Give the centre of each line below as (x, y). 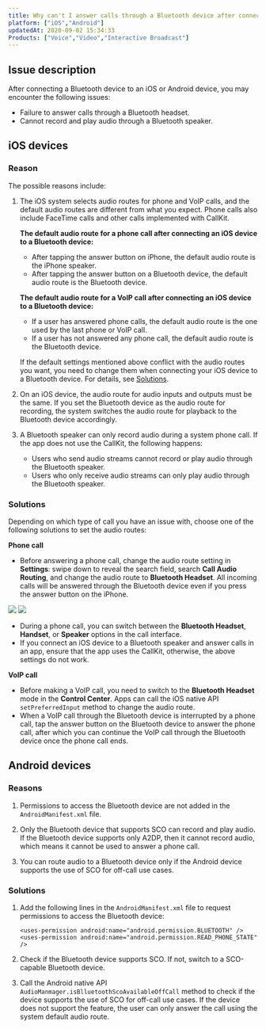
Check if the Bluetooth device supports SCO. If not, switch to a (122, 959)
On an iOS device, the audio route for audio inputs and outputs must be (136, 394)
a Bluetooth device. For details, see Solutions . (94, 379)
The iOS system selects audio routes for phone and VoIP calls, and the (135, 201)
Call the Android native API (63, 983)
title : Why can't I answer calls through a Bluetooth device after (122, 15)
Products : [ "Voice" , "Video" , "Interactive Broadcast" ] (99, 38)
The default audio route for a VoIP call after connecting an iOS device (135, 297)
